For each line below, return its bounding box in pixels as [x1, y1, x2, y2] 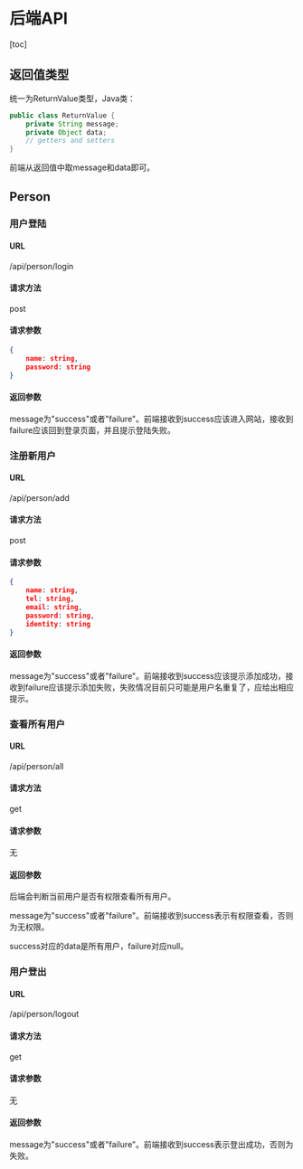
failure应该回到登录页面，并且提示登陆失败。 [9, 424, 176, 435]
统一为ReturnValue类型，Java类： [9, 92, 136, 104]
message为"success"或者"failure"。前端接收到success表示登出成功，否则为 [9, 1139, 294, 1150]
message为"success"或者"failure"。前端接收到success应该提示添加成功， [9, 670, 286, 681]
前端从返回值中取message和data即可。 [9, 162, 156, 173]
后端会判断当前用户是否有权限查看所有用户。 [9, 891, 176, 902]
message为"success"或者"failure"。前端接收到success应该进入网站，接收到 [9, 413, 294, 424]
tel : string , [25, 594, 75, 604]
